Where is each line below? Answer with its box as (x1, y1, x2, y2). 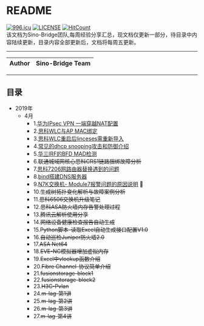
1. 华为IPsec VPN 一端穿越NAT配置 (33, 120, 118, 127)
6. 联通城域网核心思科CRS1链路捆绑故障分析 (33, 157, 141, 165)
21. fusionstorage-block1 (33, 270, 93, 277)
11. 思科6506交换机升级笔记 (33, 195, 101, 203)
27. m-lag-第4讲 (33, 312, 72, 319)
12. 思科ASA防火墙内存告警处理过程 (33, 203, 120, 210)
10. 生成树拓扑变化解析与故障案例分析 (33, 188, 126, 195)
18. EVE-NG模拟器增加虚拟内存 (33, 247, 109, 255)
